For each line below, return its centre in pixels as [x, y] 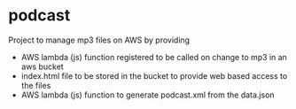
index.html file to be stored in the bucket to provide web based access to [154, 75]
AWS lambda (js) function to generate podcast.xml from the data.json [148, 95]
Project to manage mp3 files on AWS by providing [99, 40]
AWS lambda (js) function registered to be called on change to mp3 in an [154, 57]
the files [36, 85]
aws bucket [42, 66]
